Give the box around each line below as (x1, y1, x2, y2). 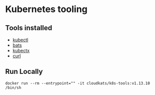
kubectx (12, 48, 30, 53)
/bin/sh (5, 85, 22, 90)
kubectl (12, 37, 29, 43)
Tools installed (5, 24, 53, 32)
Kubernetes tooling (5, 4, 88, 15)
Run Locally (5, 67, 43, 76)
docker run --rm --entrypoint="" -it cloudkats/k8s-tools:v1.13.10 (5, 80, 150, 86)
